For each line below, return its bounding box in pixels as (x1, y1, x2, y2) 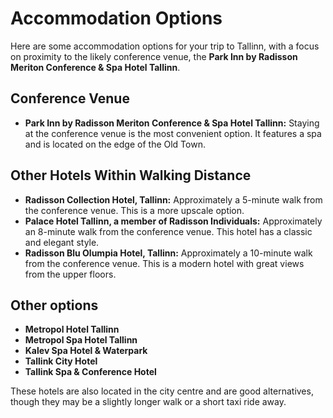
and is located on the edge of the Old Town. (24, 138, 206, 150)
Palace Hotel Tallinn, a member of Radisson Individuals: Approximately (24, 215, 323, 227)
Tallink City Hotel (24, 355, 98, 367)
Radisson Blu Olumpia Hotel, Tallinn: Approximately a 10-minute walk (24, 247, 313, 259)
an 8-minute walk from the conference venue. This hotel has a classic (24, 225, 313, 237)
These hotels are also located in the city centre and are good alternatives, (10, 385, 314, 397)
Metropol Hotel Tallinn (24, 323, 120, 336)
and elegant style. (24, 236, 100, 248)
